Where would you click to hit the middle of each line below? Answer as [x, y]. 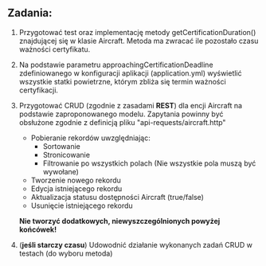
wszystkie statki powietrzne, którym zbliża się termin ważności [122, 81]
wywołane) [61, 171]
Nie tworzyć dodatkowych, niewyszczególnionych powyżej [119, 221]
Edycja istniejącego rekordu [76, 188]
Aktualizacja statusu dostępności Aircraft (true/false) [117, 197]
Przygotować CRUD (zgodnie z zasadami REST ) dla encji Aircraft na [131, 105]
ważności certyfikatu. [55, 49]
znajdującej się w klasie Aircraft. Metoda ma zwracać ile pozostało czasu [139, 41]
